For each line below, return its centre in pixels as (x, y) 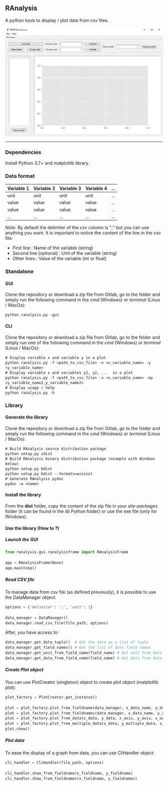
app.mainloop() (21, 568)
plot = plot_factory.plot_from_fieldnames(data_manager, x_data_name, (80, 713)
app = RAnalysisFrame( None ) (34, 563)
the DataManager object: (31, 597)
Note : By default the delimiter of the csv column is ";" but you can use (77, 228)
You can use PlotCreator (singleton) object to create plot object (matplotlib (82, 682)
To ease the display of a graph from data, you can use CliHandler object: (80, 753)
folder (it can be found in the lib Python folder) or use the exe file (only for (81, 511)
